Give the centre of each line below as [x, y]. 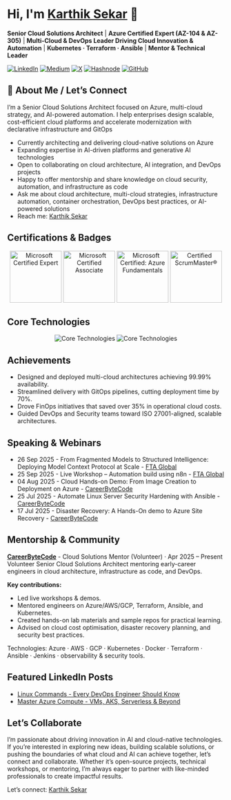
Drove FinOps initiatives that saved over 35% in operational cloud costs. [119, 407]
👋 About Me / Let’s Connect [67, 90]
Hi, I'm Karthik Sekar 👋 [73, 14]
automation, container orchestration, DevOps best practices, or [107, 201]
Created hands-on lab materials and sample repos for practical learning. [120, 620]
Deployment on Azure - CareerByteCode [75, 489]
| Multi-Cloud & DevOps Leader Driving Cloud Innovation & [108, 40]
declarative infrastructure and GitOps [60, 129]
